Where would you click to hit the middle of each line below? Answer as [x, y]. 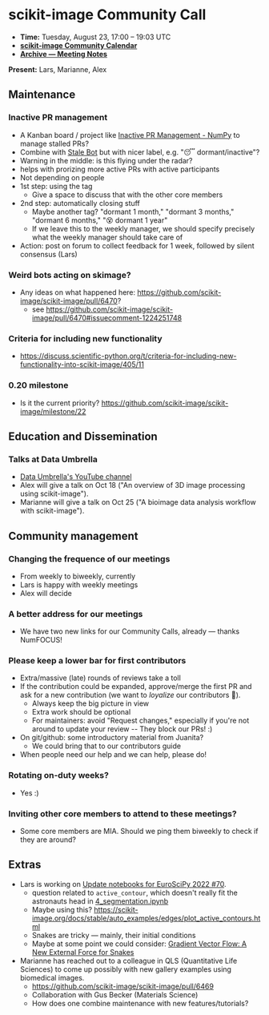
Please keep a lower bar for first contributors [97, 661]
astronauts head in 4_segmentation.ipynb [100, 901]
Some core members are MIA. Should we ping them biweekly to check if [139, 832]
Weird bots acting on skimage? [70, 275]
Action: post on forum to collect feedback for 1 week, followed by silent [137, 245]
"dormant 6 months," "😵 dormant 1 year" [100, 220]
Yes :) [29, 793]
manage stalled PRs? [54, 143]
